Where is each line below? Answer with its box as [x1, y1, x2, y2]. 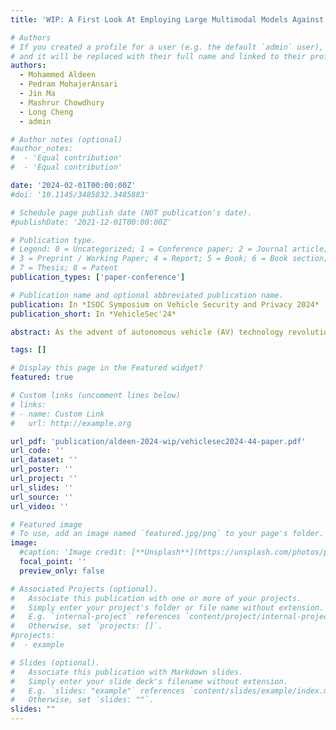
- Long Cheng [19, 107, 74, 117]
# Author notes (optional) [10, 134, 123, 145]
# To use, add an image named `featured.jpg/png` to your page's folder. [10, 529, 325, 539]
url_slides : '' [10, 482, 74, 493]
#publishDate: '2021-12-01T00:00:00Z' [10, 217, 172, 227]
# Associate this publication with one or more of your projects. [10, 593, 302, 603]
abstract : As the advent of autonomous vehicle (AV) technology [10, 327, 284, 337]
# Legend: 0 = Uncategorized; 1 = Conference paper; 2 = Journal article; [10, 244, 329, 255]
